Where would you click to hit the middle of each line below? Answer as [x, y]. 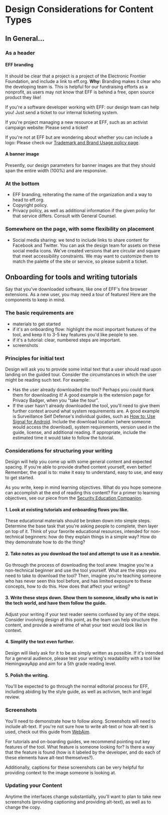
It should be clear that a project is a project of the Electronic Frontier [76, 76]
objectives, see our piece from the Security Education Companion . [74, 498]
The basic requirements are [40, 313]
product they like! [23, 97]
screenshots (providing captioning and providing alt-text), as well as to [78, 802]
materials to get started [37, 324]
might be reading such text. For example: [48, 380]
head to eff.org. [28, 200]
